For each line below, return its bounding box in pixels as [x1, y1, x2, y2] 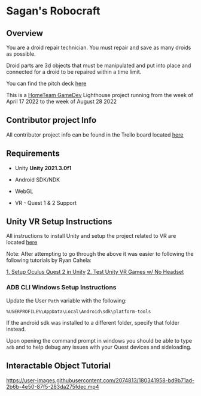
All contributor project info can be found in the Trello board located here [6, 131, 184, 138]
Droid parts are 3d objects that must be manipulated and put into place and [6, 62, 191, 69]
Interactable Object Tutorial [6, 361, 111, 371]
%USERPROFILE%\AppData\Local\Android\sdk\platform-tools [6, 309, 151, 315]
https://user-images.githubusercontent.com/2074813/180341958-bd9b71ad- [6, 376, 195, 384]
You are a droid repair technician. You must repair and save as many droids [6, 44, 191, 51]
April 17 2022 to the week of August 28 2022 [6, 98, 117, 105]
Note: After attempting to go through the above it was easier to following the [6, 250, 194, 258]
